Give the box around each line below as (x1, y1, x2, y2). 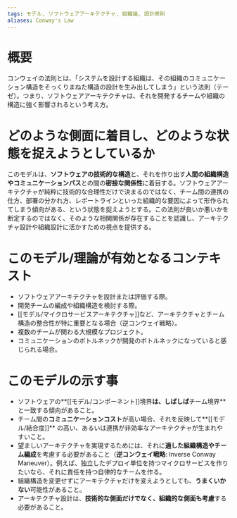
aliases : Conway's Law (7, 17, 74, 24)
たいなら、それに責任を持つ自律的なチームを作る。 (17, 468, 166, 476)
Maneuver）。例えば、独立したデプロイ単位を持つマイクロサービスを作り (17, 459, 229, 467)
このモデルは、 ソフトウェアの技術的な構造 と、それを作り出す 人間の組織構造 (7, 170, 229, 178)
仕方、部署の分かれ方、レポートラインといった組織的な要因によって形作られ (7, 197, 229, 205)
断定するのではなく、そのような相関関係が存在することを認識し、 (7, 214, 198, 223)
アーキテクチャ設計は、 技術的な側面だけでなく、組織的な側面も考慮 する (17, 494, 227, 502)
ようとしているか (56, 145, 155, 161)
